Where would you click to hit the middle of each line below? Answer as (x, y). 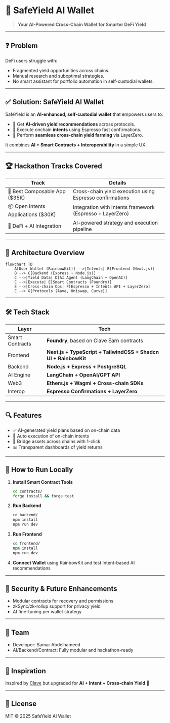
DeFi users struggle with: (31, 60)
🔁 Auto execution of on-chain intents (51, 436)
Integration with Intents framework (114, 207)
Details (118, 183)
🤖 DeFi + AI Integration (35, 226)
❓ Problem (22, 46)
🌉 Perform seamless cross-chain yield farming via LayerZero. (78, 135)
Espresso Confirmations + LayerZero (92, 391)
